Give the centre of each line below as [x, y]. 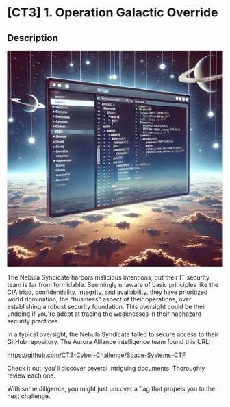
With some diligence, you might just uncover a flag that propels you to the [111, 389]
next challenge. [29, 396]
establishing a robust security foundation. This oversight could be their [107, 307]
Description [33, 38]
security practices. [34, 321]
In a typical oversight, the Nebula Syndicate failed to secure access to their [113, 334]
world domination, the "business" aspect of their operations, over [99, 299]
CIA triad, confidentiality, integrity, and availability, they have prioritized [107, 292]
